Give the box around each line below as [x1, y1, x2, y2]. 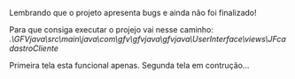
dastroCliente [9, 43, 59, 54]
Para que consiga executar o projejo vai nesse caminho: [9, 25, 214, 34]
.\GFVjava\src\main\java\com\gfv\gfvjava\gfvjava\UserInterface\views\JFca [9, 34, 286, 44]
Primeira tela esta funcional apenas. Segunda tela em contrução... [9, 61, 250, 70]
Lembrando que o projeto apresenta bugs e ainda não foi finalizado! [9, 8, 257, 18]
